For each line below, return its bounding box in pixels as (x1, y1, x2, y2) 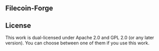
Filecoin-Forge (5, 4, 53, 13)
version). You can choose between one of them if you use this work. (5, 40, 150, 46)
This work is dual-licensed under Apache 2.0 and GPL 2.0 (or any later (5, 35, 154, 41)
